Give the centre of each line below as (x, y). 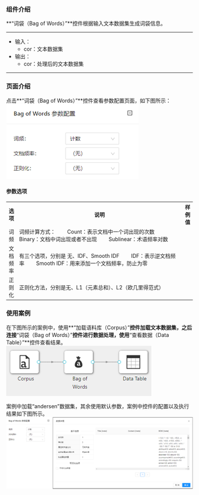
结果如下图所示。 (27, 414)
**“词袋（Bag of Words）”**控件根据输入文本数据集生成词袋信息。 (86, 23)
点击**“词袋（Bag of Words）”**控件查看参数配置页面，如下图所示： (89, 100)
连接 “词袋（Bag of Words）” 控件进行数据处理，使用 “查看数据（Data (88, 335)
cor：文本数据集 (43, 49)
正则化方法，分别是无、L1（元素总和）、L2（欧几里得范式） (92, 288)
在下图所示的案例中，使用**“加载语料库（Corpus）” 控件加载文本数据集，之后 (99, 327)
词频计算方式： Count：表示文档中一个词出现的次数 (87, 231)
